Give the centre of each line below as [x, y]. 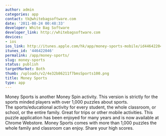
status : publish [22, 64]
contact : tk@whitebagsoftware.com [41, 19]
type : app [15, 82]
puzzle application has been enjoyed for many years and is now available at [82, 117]
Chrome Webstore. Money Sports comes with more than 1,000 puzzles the [81, 123]
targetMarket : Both [25, 69]
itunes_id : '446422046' [30, 51]
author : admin [20, 10]
